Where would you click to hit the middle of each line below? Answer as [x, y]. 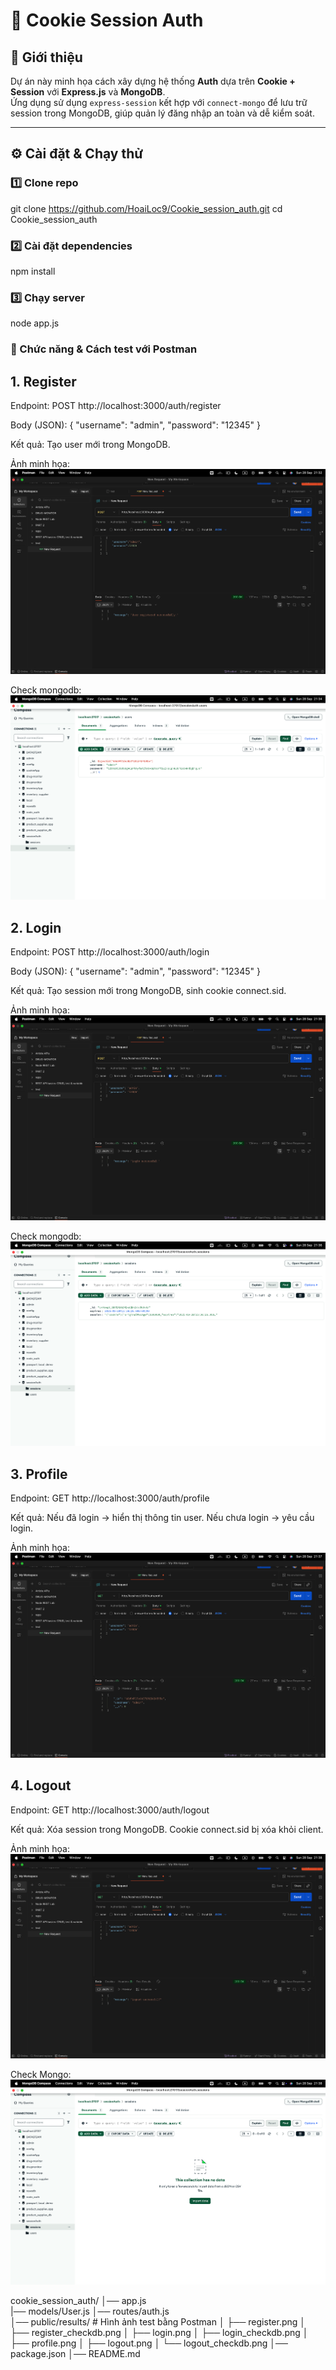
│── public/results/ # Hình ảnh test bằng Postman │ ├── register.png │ [158, 2321]
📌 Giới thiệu [46, 57]
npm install [33, 271]
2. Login [36, 927]
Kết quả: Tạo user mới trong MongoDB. [90, 445]
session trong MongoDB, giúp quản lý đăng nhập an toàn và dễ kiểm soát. [162, 113]
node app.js [35, 323]
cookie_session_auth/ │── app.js [78, 2300]
